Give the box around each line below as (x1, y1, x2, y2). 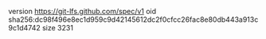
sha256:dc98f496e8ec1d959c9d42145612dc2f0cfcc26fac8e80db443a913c (8, 15, 259, 24)
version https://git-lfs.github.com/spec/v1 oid (8, 7, 157, 16)
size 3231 (42, 23, 74, 32)
